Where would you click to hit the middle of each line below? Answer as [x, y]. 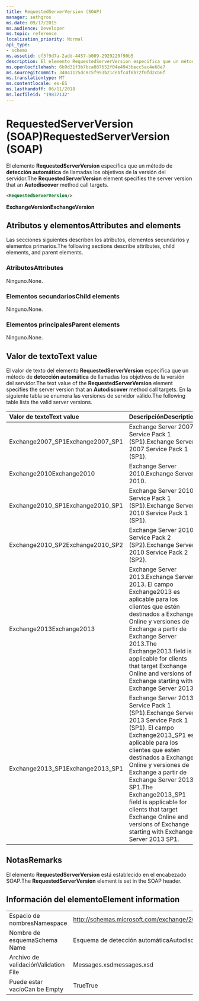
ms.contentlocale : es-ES [37, 84]
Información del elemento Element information [93, 900]
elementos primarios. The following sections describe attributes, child [90, 246]
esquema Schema [33, 940]
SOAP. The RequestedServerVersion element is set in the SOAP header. [94, 881]
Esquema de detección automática [121, 940]
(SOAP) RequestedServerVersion [88, 136]
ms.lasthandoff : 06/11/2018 [41, 89]
